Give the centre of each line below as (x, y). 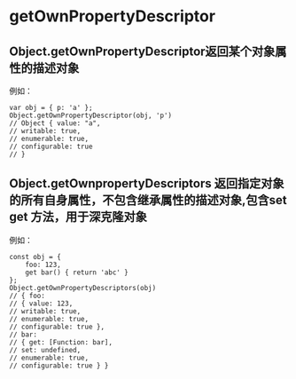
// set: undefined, (45, 350)
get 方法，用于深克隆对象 (78, 217)
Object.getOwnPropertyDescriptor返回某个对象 (142, 51)
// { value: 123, (41, 304)
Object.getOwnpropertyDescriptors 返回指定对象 (147, 184)
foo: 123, (43, 265)
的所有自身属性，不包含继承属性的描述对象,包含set (148, 200)
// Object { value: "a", (55, 123)
